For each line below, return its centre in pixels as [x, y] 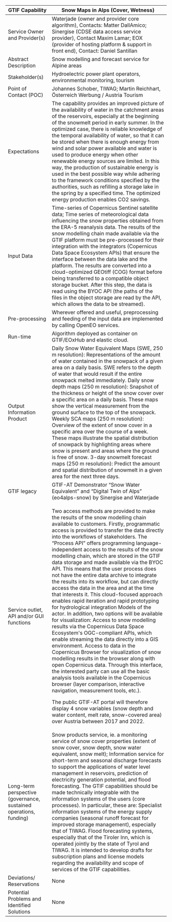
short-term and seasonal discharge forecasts [106, 760]
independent [67, 549]
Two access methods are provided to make [104, 511]
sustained [20, 805]
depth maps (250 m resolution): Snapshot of [105, 387]
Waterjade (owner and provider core [95, 19]
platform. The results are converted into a [102, 265]
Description [22, 65]
